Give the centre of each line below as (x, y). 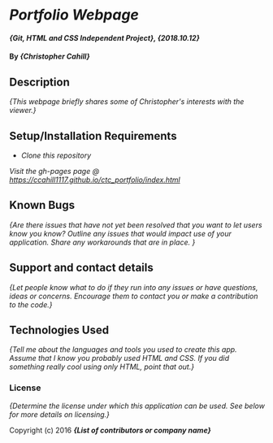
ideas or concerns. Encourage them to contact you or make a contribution (134, 296)
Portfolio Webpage (74, 15)
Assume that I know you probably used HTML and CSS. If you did (119, 358)
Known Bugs (42, 205)
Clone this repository (56, 155)
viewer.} (23, 111)
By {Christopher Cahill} (50, 56)
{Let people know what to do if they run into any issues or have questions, (134, 287)
